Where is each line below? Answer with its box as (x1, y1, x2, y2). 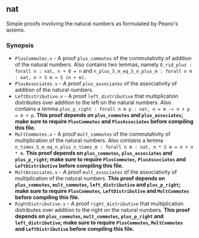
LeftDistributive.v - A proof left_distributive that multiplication (14, 93, 179, 100)
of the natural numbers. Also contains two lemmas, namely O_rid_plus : (14, 61, 192, 68)
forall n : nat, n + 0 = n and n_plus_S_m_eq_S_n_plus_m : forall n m (14, 67, 192, 74)
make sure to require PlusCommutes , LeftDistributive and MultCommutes (14, 187, 189, 195)
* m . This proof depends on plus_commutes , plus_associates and (14, 149, 173, 156)
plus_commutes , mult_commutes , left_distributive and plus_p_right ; (14, 181, 181, 189)
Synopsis (6, 41, 34, 49)
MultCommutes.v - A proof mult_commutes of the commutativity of (14, 130, 171, 138)
